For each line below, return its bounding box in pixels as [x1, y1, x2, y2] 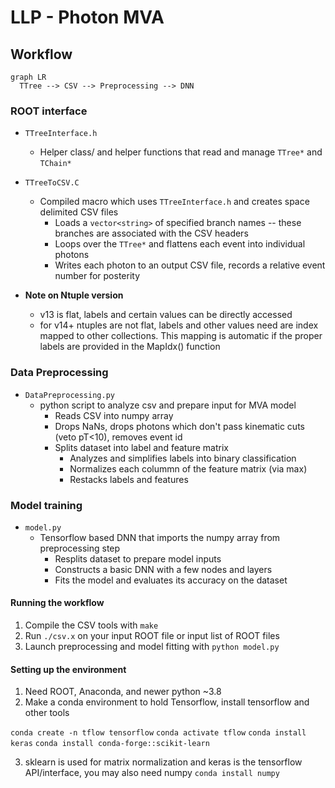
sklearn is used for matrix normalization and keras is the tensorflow [24, 756, 303, 768]
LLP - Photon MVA [10, 6, 165, 29]
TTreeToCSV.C [24, 178, 80, 188]
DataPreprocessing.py [24, 390, 115, 400]
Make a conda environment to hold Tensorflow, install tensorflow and [24, 696, 310, 708]
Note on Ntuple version [24, 289, 124, 301]
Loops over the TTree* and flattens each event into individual [54, 238, 306, 250]
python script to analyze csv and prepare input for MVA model [39, 399, 297, 411]
